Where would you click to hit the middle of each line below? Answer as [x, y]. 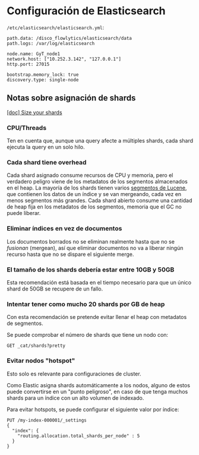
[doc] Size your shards [34, 112]
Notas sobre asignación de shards [71, 98]
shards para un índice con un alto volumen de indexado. [75, 398]
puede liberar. [24, 213]
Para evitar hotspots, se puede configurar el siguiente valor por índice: [93, 409]
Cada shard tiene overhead [47, 162]
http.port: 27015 [28, 64]
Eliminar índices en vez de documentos [64, 229]
